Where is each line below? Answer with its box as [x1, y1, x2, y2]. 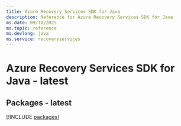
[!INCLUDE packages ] [6, 114, 60, 120]
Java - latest [6, 75, 69, 88]
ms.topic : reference [6, 25, 57, 31]
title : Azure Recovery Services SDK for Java [6, 8, 120, 15]
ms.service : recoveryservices [6, 36, 81, 42]
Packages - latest [6, 98, 72, 108]
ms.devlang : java [6, 31, 49, 37]
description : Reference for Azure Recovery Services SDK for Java [6, 14, 173, 20]
